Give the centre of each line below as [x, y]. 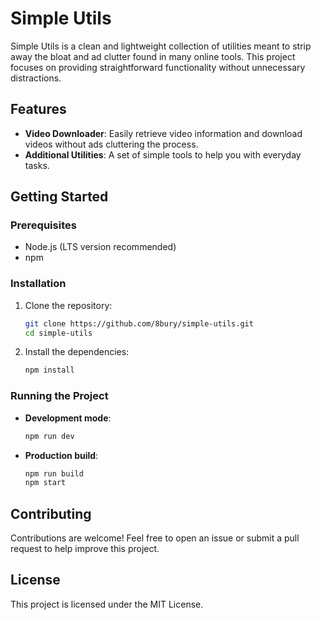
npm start [45, 483]
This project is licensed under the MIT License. [107, 604]
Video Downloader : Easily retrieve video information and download [163, 133]
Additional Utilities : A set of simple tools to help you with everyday [163, 154]
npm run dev [49, 436]
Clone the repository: [68, 305]
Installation [38, 284]
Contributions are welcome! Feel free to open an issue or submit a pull [155, 538]
